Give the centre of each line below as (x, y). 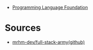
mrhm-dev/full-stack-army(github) (49, 42)
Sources (23, 28)
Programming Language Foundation (50, 7)
